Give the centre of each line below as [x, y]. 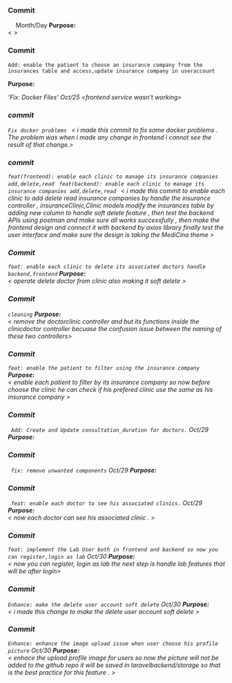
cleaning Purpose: [35, 314]
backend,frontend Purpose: [47, 274]
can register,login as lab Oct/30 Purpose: [71, 557]
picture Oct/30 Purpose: [44, 650]
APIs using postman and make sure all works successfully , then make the [114, 220]
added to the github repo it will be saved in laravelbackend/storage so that [114, 665]
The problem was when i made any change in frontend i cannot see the [110, 137]
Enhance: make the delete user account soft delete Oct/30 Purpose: [109, 604]
